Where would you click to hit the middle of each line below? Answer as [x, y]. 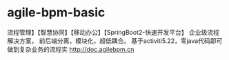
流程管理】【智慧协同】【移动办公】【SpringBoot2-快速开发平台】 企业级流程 [113, 32]
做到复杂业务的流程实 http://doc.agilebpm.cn [71, 49]
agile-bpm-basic [56, 13]
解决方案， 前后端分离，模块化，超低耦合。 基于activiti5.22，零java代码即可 [115, 41]
